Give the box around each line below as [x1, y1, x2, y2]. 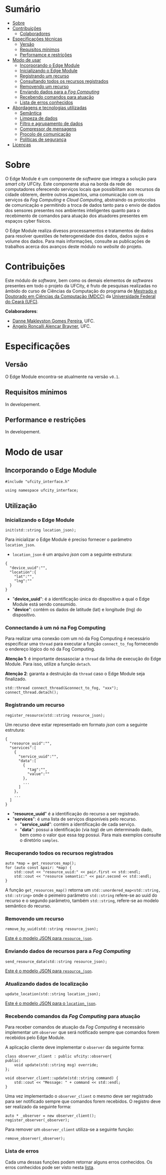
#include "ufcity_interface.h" [5, 479, 70, 484]
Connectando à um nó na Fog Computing [5, 624, 106, 631]
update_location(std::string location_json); [5, 991, 101, 997]
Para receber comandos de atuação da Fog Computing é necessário [5, 1024, 145, 1030]
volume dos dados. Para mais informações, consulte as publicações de [5, 238, 151, 244]
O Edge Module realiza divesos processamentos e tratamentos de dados [5, 228, 154, 234]
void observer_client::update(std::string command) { [5, 1076, 119, 1081]
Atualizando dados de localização [5, 980, 88, 987]
